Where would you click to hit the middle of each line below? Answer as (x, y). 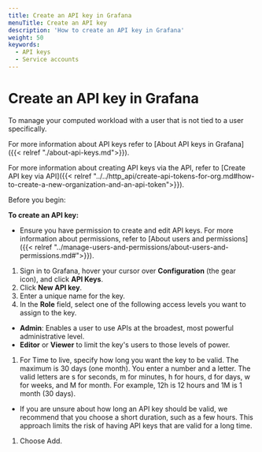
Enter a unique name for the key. (72, 296)
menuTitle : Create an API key (58, 23)
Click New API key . (51, 287)
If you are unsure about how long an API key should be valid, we (124, 409)
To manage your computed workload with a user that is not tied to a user (126, 120)
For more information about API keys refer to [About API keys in (111, 144)
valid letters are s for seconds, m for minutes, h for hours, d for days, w (135, 376)
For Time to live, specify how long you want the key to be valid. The (129, 360)
